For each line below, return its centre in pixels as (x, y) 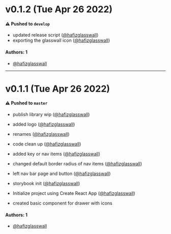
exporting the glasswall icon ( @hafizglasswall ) (61, 40)
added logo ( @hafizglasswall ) (44, 124)
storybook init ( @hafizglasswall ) (46, 183)
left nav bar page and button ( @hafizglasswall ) (62, 173)
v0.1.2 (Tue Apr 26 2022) (59, 9)
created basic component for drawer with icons (62, 203)
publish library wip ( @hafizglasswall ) (51, 114)
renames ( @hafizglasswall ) (41, 134)
